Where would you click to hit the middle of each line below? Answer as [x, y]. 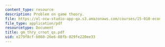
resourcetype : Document [29, 28]
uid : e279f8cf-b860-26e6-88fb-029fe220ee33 [50, 37]
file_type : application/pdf [34, 23]
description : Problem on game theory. [45, 14]
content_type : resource [29, 10]
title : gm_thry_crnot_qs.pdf [35, 32]
